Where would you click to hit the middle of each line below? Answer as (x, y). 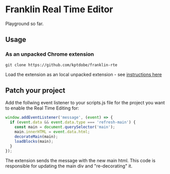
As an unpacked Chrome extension (50, 54)
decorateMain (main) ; (36, 137)
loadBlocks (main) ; (34, 141)
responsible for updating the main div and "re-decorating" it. (69, 166)
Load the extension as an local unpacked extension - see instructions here (84, 74)
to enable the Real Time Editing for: (42, 108)
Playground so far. (25, 24)
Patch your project (35, 91)
